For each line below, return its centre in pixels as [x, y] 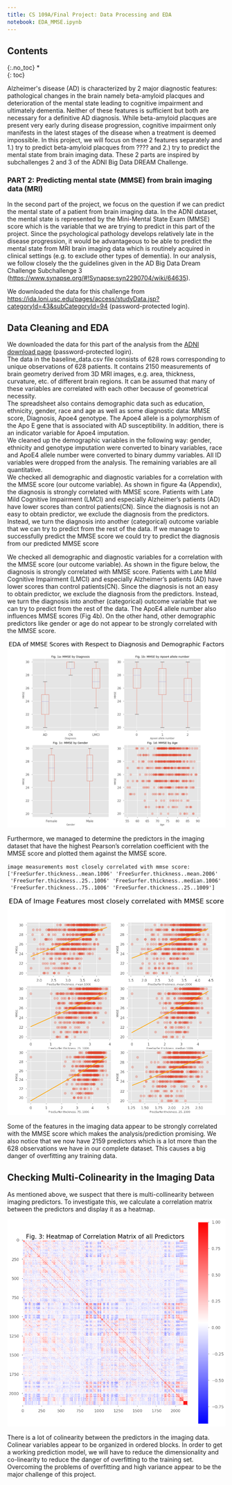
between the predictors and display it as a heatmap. [81, 1209]
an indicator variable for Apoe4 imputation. [68, 433]
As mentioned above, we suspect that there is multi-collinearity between [111, 1194]
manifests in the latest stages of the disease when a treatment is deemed [111, 133]
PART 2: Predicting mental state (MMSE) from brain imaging [110, 181]
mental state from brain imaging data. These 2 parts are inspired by [103, 155]
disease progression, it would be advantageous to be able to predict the [110, 241]
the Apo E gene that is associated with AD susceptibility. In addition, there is [116, 426]
